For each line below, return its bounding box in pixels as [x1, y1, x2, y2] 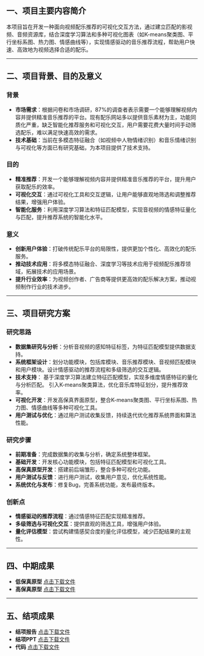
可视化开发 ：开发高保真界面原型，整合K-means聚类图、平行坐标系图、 [15, 396, 192, 403]
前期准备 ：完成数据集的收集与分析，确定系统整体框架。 [15, 451, 154, 458]
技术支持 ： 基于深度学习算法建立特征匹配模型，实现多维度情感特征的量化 [15, 373, 198, 381]
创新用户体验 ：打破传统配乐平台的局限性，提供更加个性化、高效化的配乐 [15, 245, 196, 252]
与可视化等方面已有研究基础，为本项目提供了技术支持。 [15, 143, 154, 151]
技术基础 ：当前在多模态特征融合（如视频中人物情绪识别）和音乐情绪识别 [15, 136, 196, 143]
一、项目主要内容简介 [6, 5, 86, 16]
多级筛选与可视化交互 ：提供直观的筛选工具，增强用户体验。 [15, 520, 165, 528]
